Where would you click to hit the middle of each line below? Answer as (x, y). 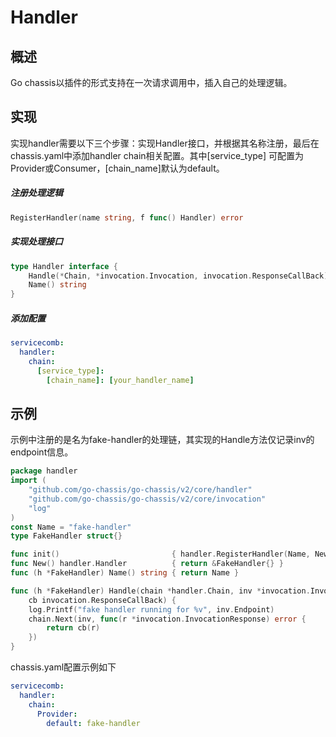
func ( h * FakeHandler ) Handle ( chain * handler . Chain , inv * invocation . (160, 591)
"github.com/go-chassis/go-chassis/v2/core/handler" (140, 490)
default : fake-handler (93, 723)
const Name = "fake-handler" (71, 527)
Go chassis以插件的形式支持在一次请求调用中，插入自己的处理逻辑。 (151, 82)
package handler (44, 471)
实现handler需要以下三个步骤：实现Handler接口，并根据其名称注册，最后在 (165, 143)
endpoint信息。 (42, 452)
